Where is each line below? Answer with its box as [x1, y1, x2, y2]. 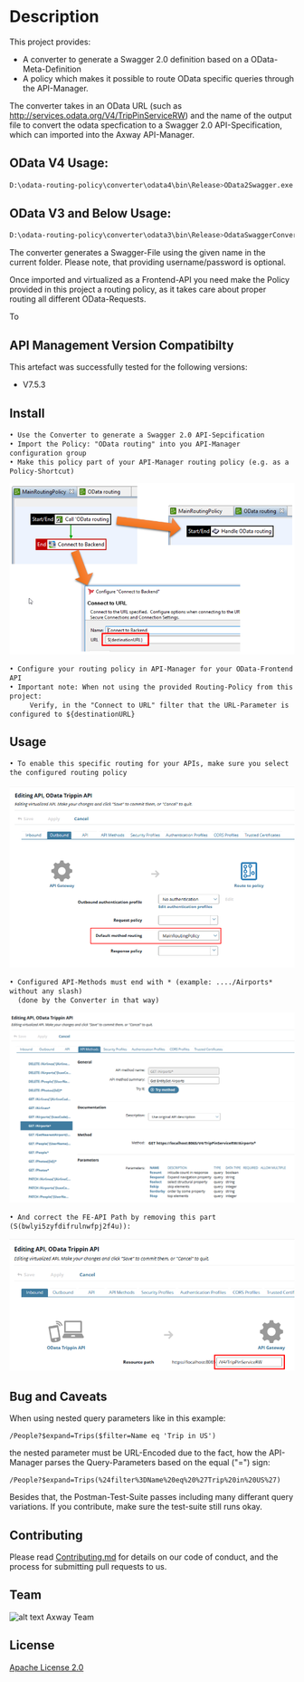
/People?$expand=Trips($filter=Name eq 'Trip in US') [9, 1432, 217, 1441]
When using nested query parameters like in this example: [9, 1413, 226, 1424]
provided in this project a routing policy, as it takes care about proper [9, 284, 267, 295]
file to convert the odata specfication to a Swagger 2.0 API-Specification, [9, 120, 283, 130]
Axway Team [45, 1611, 95, 1622]
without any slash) [9, 986, 83, 996]
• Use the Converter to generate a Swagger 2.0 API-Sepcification [9, 430, 265, 440]
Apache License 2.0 [9, 1661, 84, 1673]
